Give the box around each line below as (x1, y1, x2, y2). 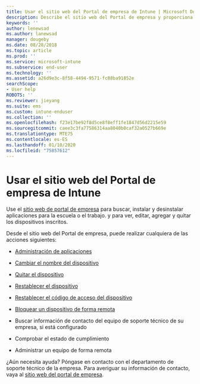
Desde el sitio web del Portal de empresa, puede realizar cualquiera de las (6, 230, 189, 237)
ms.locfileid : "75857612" (6, 148, 70, 153)
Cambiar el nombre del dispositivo (14, 259, 99, 266)
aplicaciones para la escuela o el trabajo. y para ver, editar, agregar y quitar (6, 212, 192, 219)
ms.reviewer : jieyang (6, 97, 60, 103)
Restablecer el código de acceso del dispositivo (14, 294, 133, 302)
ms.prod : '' (6, 53, 36, 59)
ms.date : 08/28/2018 (6, 42, 58, 48)
